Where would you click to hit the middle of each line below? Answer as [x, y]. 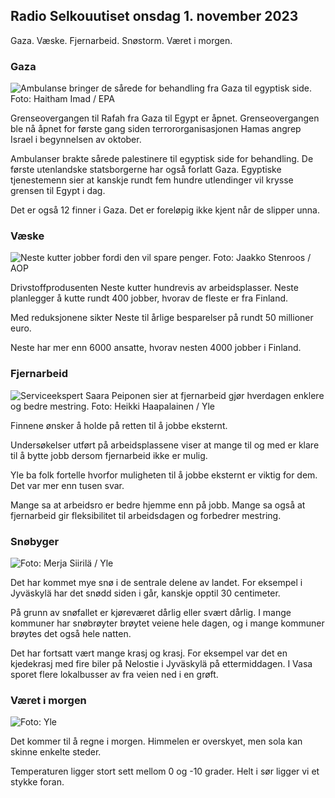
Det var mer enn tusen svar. [67, 485]
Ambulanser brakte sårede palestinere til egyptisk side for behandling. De [162, 159]
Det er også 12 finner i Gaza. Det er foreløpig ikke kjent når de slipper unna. [165, 210]
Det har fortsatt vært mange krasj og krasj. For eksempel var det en [149, 653]
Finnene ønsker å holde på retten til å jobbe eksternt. [119, 425]
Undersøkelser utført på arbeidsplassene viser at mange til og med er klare [165, 445]
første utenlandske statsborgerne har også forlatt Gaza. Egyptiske [146, 170]
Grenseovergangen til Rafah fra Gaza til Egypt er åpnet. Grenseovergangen [165, 118]
